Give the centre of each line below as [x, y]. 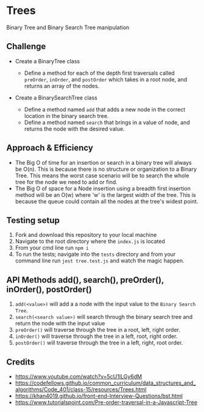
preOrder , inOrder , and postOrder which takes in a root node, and [106, 79]
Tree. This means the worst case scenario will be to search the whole [102, 175]
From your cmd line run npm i [52, 248]
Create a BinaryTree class [47, 61]
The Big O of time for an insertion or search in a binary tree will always [103, 162]
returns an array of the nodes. [62, 86]
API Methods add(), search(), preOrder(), [85, 280]
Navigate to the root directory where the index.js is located [90, 241]
